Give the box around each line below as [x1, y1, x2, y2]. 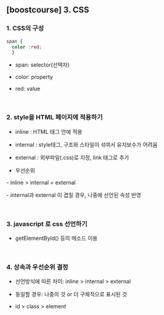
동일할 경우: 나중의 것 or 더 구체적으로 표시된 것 [15, 291, 128, 298]
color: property [15, 73, 53, 81]
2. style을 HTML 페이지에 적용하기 [6, 113, 103, 122]
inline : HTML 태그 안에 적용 [15, 128, 83, 135]
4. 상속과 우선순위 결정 [6, 263, 69, 271]
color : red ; [12, 44, 43, 50]
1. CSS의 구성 [6, 24, 44, 33]
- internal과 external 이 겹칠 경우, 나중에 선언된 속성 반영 [6, 191, 142, 199]
